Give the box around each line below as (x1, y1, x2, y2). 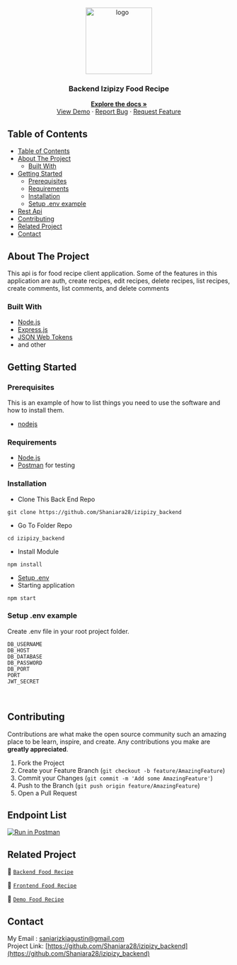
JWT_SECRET (7, 678, 40, 685)
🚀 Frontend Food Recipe (7, 881, 77, 890)
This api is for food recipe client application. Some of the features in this (7, 269, 218, 277)
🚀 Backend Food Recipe (7, 867, 74, 876)
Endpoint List (7, 809, 67, 821)
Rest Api (17, 207, 42, 216)
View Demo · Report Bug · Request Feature (56, 107, 182, 116)
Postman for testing (17, 461, 76, 469)
